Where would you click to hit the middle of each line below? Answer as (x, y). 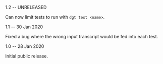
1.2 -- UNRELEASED (26, 7)
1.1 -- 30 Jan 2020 (24, 27)
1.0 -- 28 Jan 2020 (25, 46)
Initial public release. (27, 56)
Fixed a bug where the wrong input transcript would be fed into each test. (82, 37)
